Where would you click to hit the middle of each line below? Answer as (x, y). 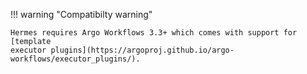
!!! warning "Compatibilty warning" (81, 14)
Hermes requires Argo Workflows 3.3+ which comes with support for (154, 33)
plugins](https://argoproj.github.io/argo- (142, 50)
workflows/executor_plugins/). (75, 59)
